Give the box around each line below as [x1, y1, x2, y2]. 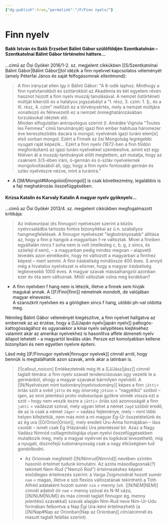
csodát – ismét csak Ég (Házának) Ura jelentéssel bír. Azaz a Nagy [17, 425, 155, 431]
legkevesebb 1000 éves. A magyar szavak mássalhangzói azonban [17, 269, 156, 275]
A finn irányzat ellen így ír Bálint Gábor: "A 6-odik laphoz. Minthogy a [17, 83, 159, 89]
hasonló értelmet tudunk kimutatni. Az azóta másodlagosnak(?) [25, 461, 155, 467]
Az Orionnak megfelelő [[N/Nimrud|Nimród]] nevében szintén [25, 456, 152, 462]
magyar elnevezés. [12, 294, 52, 300]
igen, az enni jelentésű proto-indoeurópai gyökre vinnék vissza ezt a [17, 393, 159, 399]
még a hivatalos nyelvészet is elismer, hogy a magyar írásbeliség [17, 263, 151, 269]
